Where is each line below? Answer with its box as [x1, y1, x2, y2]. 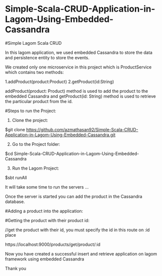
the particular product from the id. [5, 98, 73, 104]
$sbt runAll [5, 174, 27, 180]
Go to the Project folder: [12, 141, 61, 147]
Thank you [5, 265, 27, 271]
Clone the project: [12, 117, 49, 123]
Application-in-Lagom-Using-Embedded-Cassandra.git [5, 132, 115, 138]
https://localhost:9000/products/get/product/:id [5, 241, 101, 247]
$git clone [5, 126, 25, 132]
